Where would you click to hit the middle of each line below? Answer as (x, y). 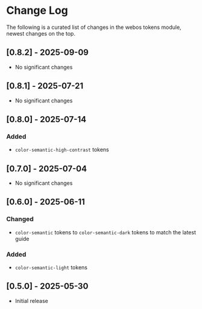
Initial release (31, 301)
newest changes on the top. (41, 33)
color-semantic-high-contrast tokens (62, 150)
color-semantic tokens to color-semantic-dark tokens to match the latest (105, 232)
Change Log (37, 11)
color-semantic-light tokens (51, 267)
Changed (20, 219)
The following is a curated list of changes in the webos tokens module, (94, 27)
